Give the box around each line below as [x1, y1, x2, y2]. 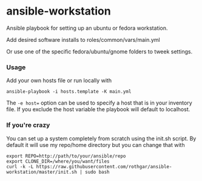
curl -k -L [6, 163, 34, 169]
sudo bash [84, 169, 110, 175]
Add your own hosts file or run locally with [6, 77, 112, 84]
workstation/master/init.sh [6, 169, 78, 175]
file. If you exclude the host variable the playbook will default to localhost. [6, 106, 190, 113]
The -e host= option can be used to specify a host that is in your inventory [6, 99, 192, 107]
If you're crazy [6, 121, 50, 129]
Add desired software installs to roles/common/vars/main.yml [6, 36, 160, 43]
